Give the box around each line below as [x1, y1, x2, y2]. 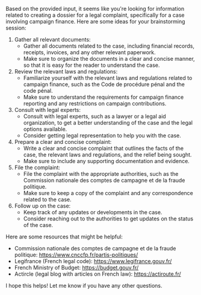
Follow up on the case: [14, 202, 71, 210]
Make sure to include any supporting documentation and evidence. [23, 158, 190, 164]
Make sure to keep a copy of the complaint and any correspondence [23, 190, 194, 196]
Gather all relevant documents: [14, 36, 91, 43]
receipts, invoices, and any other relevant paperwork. [23, 49, 156, 56]
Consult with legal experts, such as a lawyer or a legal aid [23, 113, 166, 120]
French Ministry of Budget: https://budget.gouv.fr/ [14, 264, 139, 271]
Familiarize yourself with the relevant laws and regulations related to [23, 75, 193, 81]
